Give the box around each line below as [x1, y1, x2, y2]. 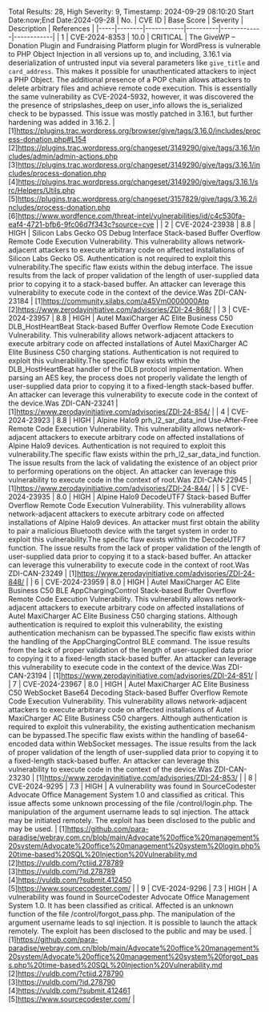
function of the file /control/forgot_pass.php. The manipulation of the [8, 909, 235, 918]
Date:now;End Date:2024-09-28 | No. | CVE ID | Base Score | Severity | [8, 15, 244, 25]
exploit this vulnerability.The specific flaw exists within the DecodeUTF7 [8, 534, 246, 544]
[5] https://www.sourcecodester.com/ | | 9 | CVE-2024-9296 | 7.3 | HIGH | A [8, 884, 258, 893]
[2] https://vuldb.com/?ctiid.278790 [8, 969, 124, 978]
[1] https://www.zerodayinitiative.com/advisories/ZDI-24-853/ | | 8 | [35, 773, 258, 782]
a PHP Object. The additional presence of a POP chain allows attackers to [8, 75, 251, 84]
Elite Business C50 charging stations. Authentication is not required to [8, 348, 239, 357]
